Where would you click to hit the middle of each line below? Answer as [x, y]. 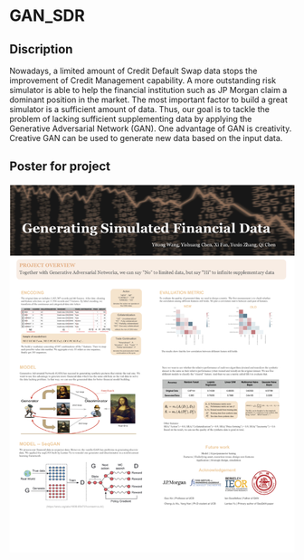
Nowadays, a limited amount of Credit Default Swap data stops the [133, 71]
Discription [41, 49]
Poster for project [60, 167]
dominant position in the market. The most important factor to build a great [148, 100]
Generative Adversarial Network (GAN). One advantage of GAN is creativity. [151, 128]
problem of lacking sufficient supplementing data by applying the [131, 119]
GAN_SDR [47, 16]
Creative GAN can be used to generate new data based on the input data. [146, 138]
